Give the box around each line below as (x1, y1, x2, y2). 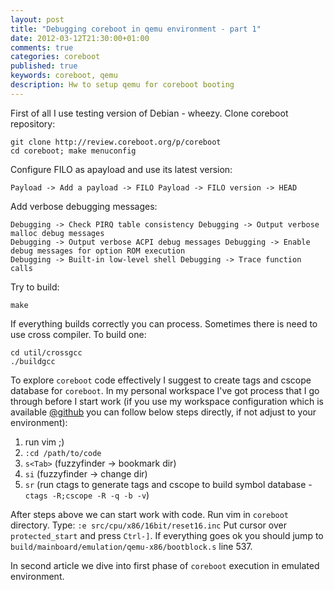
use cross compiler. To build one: (10, 328, 147, 340)
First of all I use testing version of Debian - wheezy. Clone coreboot (10, 107, 289, 119)
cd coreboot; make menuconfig (10, 146, 137, 156)
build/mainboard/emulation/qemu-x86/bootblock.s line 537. (10, 540, 253, 552)
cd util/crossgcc (10, 347, 83, 358)
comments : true (10, 42, 74, 53)
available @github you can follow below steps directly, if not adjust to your (10, 406, 317, 418)
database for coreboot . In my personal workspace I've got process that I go (10, 384, 320, 396)
